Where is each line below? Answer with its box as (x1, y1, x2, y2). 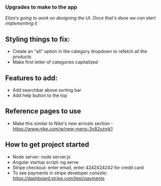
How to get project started (5, 140, 90, 149)
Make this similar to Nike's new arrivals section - (12, 120, 113, 127)
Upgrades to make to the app (5, 4, 77, 11)
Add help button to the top (12, 92, 67, 98)
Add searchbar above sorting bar (12, 87, 82, 93)
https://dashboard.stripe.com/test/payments (12, 175, 105, 181)
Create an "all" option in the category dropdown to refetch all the (12, 48, 147, 54)
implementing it (5, 20, 38, 26)
